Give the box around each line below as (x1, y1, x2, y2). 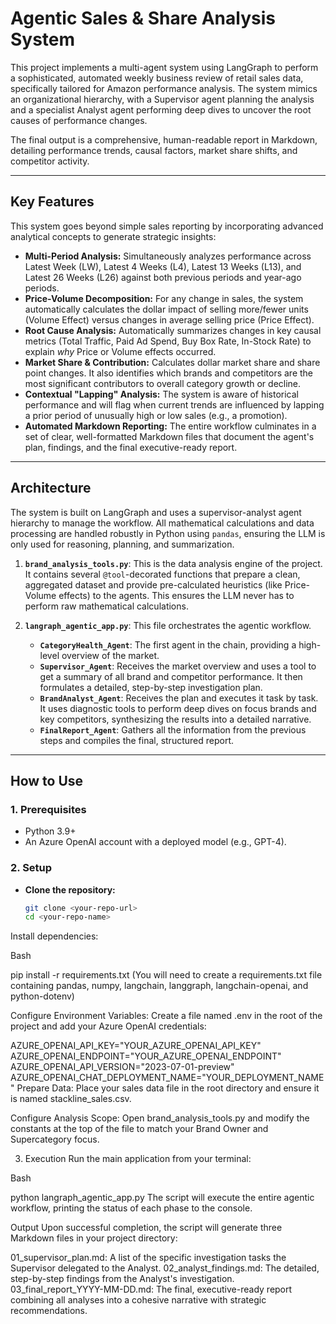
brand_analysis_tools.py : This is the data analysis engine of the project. (24, 557, 323, 569)
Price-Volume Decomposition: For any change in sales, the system (24, 292, 304, 304)
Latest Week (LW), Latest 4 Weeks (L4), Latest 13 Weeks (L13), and (24, 260, 302, 272)
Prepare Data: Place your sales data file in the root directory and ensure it (16, 1082, 320, 1094)
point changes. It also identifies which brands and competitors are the (24, 367, 314, 379)
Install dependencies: (10, 930, 99, 942)
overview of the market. (61, 649, 160, 661)
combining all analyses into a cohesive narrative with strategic (10, 1294, 267, 1306)
